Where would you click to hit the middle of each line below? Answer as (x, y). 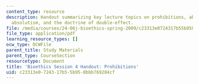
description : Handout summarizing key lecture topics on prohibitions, (96, 17)
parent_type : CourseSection (41, 56)
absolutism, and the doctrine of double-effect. (73, 22)
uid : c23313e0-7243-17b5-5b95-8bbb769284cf (61, 72)
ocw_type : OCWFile (29, 45)
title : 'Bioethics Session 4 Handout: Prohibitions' (73, 67)
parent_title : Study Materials (45, 50)
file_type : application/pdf (41, 34)
